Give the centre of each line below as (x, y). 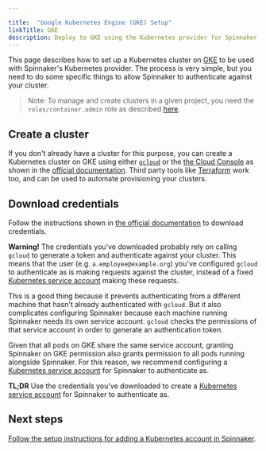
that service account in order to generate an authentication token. (116, 330)
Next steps (36, 420)
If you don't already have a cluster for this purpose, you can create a (120, 154)
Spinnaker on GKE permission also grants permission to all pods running (126, 354)
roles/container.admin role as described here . (104, 109)
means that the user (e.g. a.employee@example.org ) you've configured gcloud (133, 264)
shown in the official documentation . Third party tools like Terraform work (129, 170)
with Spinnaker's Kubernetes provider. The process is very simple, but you (130, 68)
